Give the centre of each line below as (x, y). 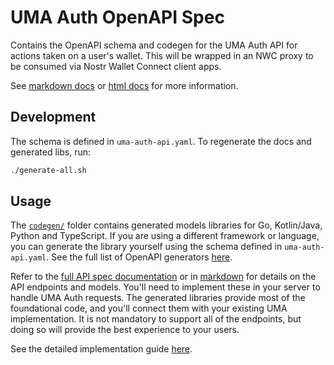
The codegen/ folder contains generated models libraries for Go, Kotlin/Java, (166, 225)
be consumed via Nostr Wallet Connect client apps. (116, 66)
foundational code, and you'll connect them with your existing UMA (149, 308)
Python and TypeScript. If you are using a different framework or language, (165, 236)
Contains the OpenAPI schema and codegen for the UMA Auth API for (154, 45)
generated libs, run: (50, 152)
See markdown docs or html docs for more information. (124, 85)
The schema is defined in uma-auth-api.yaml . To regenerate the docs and (161, 141)
